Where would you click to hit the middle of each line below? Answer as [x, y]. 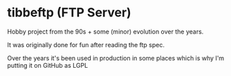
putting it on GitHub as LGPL [48, 65]
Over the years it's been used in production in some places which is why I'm [116, 58]
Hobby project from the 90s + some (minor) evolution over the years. [105, 31]
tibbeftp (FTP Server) [69, 13]
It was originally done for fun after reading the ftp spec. [86, 45]
